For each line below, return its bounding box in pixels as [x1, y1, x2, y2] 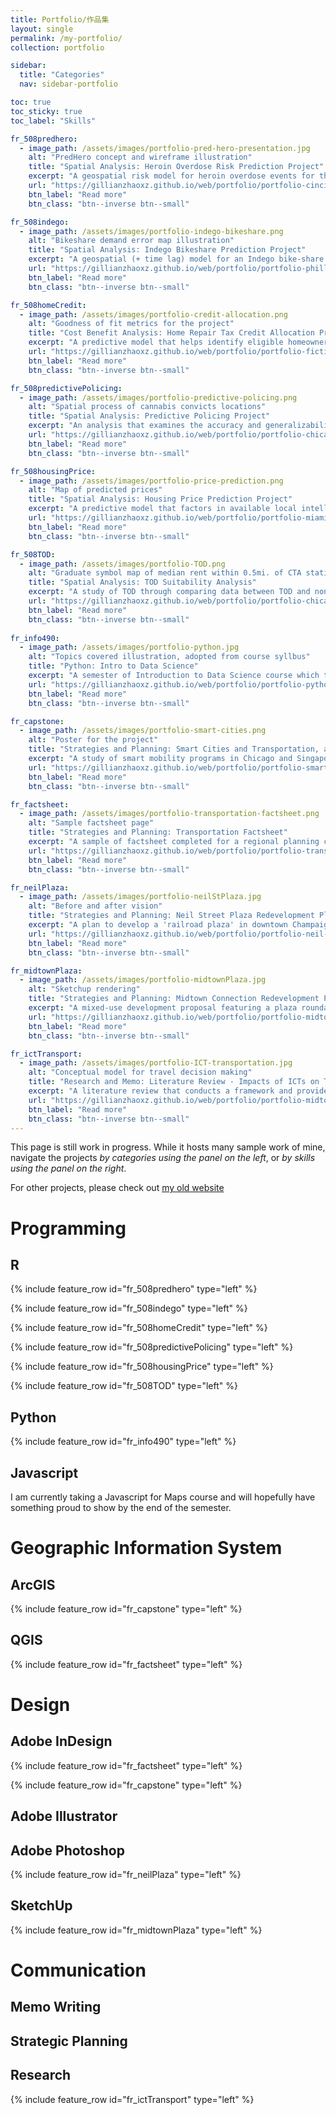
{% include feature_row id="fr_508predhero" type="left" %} [10, 1283, 258, 1295]
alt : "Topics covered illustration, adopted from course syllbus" [28, 652, 311, 662]
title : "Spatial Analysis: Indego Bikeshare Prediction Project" [28, 245, 307, 255]
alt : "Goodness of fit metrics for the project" [28, 319, 235, 329]
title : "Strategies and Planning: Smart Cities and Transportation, [28, 744, 320, 755]
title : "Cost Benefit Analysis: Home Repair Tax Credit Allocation [28, 328, 315, 338]
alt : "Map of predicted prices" [28, 485, 163, 495]
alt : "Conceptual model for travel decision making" [28, 1067, 253, 1078]
